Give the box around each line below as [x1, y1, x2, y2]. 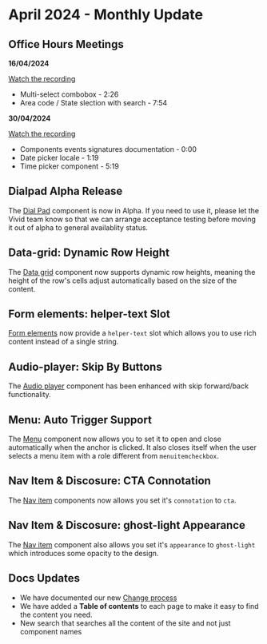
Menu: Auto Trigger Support [8, 413, 152, 427]
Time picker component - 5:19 [19, 161, 120, 171]
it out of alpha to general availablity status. [8, 222, 149, 233]
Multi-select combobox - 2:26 [19, 89, 119, 99]
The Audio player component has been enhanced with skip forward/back [8, 381, 249, 391]
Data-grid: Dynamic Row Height [8, 246, 170, 260]
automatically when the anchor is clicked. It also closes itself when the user [8, 443, 257, 452]
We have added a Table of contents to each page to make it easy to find [19, 601, 259, 610]
